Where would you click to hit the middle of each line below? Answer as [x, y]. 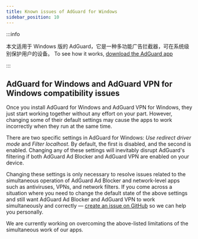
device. [15, 163]
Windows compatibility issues [63, 93]
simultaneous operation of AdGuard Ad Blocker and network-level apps [93, 180]
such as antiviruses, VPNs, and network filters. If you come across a [89, 187]
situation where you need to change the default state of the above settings [97, 193]
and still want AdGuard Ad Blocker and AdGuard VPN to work [81, 199]
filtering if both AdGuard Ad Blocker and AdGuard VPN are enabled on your [98, 157]
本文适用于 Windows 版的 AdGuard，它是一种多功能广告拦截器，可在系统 [95, 46]
